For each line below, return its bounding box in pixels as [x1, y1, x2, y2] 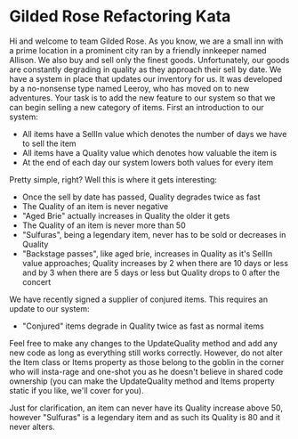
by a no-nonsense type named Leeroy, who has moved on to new [9, 83, 250, 93]
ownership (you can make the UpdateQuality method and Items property [9, 376, 276, 386]
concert [21, 276, 52, 287]
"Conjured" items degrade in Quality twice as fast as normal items [21, 321, 264, 331]
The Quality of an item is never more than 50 [21, 220, 186, 231]
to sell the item [21, 138, 77, 149]
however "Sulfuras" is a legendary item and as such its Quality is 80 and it [9, 411, 281, 422]
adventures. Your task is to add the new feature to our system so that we [9, 92, 276, 103]
